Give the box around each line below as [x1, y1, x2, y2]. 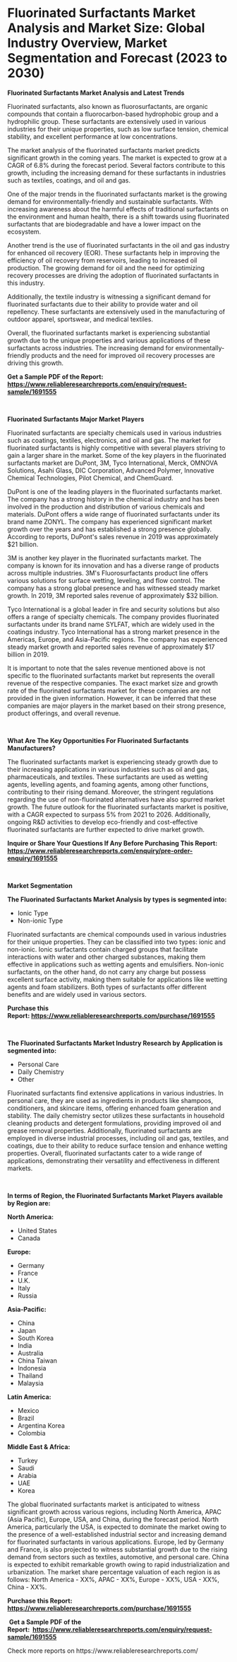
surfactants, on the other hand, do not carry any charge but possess [7, 967, 207, 976]
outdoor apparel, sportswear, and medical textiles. [7, 315, 154, 323]
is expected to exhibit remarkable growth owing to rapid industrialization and [7, 1560, 230, 1569]
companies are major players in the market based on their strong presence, [7, 701, 226, 710]
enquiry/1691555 [7, 854, 58, 862]
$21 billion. [7, 540, 39, 548]
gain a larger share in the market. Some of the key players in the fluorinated [7, 451, 227, 459]
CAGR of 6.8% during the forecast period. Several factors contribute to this [7, 161, 226, 169]
